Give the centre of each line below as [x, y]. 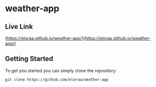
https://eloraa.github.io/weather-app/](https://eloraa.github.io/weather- [79, 38]
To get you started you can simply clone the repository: [61, 70]
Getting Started [29, 59]
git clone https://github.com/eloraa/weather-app [57, 79]
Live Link [19, 27]
